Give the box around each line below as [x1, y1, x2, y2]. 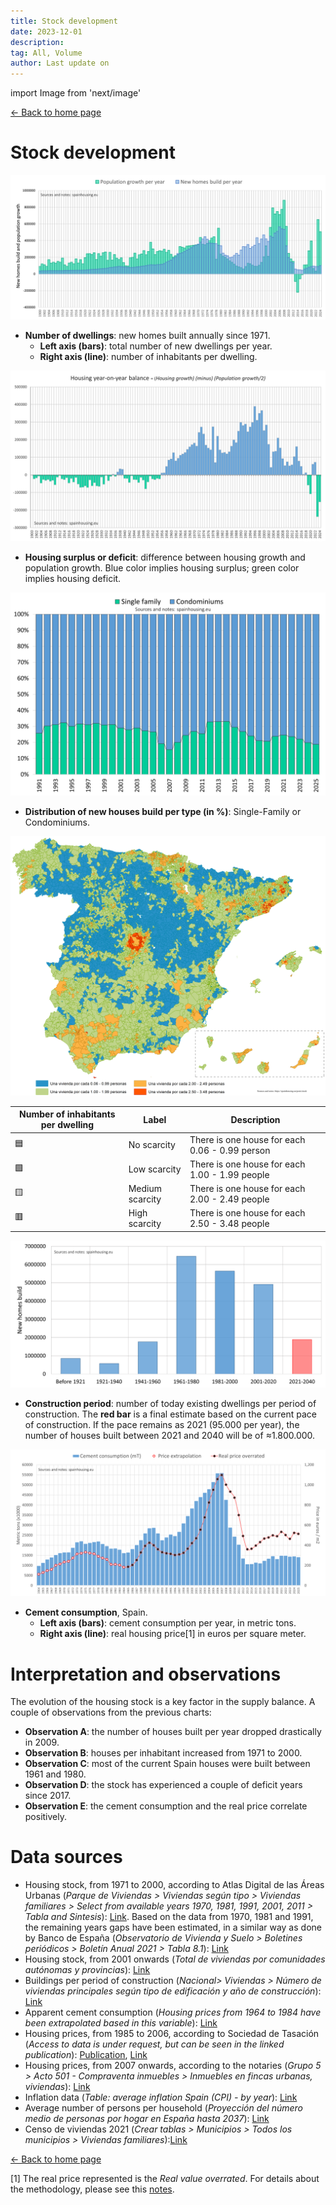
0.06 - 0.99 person [189, 1144, 271, 1156]
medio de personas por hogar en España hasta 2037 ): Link [24, 2113, 270, 2125]
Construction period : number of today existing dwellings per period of [24, 1398, 317, 1410]
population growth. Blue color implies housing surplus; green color [24, 562, 300, 574]
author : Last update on [10, 58, 110, 69]
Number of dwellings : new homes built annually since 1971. [24, 330, 271, 342]
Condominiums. [24, 816, 90, 828]
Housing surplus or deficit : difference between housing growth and [24, 551, 306, 564]
